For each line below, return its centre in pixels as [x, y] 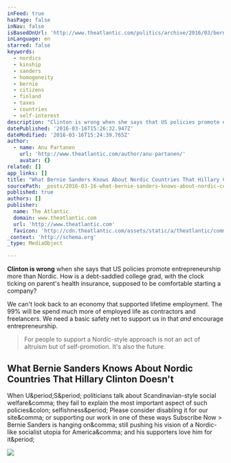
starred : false [29, 45]
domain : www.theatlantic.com [55, 218]
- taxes [24, 103]
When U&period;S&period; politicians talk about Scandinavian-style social [112, 395]
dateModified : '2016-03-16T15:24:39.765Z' [69, 135]
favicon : [26, 231]
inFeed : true [26, 13]
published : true [30, 192]
